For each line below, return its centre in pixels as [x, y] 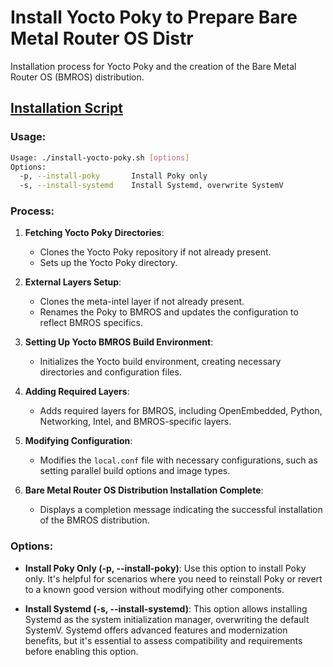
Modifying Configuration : [78, 441]
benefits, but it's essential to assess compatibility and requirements [163, 640]
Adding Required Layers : [77, 392]
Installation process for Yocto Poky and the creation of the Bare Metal [153, 66]
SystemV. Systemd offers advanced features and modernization [156, 630]
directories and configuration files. [110, 372]
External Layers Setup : [73, 282]
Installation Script [66, 108]
